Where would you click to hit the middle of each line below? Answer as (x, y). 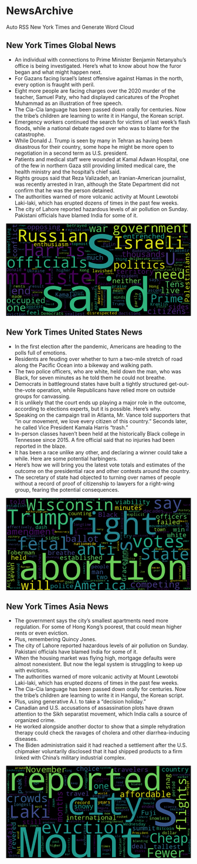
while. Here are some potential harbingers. (66, 458)
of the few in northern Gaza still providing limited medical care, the (95, 165)
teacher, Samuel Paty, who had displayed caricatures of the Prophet (97, 97)
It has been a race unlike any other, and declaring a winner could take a (101, 452)
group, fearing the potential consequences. (67, 489)
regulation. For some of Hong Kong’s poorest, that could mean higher (98, 627)
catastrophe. (30, 134)
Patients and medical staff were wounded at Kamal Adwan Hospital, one (102, 159)
